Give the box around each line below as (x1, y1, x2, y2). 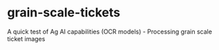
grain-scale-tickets (7, 5, 121, 21)
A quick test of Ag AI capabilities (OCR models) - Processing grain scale (7, 27, 213, 36)
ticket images (7, 34, 46, 42)
